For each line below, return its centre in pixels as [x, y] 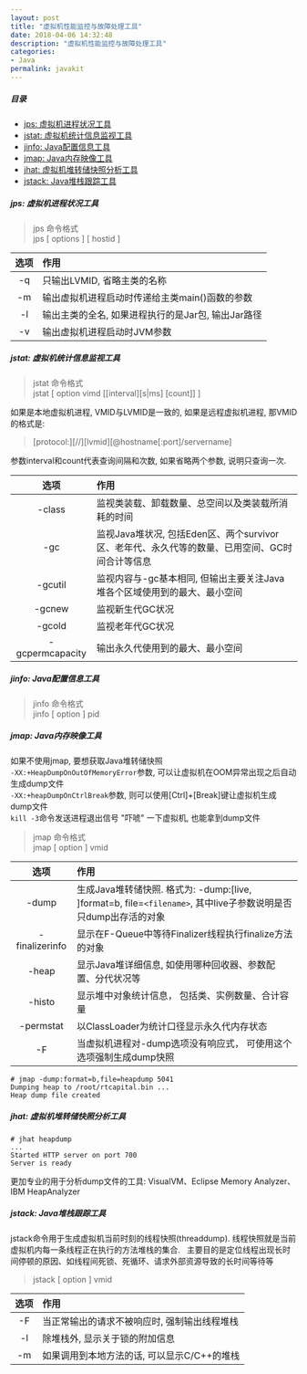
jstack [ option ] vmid [72, 1279]
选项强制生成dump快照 [126, 1057]
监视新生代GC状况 [135, 609]
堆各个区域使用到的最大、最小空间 [169, 592]
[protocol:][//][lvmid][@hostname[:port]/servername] [132, 441]
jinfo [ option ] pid [66, 714]
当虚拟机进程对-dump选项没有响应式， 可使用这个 [184, 1044]
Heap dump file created [56, 1095]
